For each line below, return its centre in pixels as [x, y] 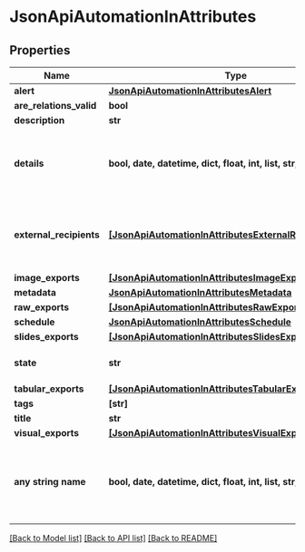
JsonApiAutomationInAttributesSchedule [200, 322]
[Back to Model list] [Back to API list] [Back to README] [113, 538]
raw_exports [42, 307]
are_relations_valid [55, 106]
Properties [40, 50]
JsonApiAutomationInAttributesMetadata [200, 292]
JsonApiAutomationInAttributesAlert [190, 91]
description [39, 120]
